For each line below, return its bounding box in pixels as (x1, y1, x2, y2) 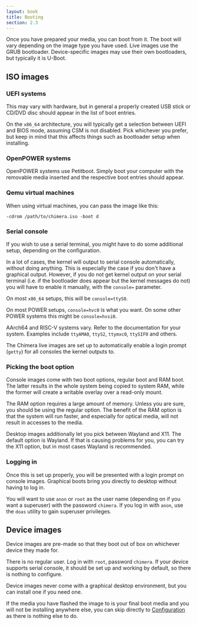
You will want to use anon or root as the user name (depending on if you (6, 495, 181, 502)
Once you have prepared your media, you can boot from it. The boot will (6, 36, 182, 43)
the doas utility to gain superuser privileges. (6, 507, 112, 515)
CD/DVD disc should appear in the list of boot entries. (6, 109, 137, 116)
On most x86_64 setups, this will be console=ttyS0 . (6, 295, 128, 302)
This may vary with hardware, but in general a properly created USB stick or (6, 103, 191, 110)
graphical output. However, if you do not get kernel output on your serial (6, 271, 182, 278)
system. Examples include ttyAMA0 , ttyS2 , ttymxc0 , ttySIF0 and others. (6, 330, 178, 337)
